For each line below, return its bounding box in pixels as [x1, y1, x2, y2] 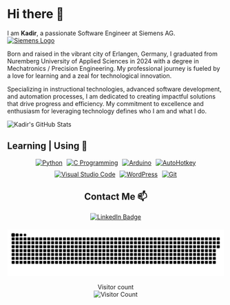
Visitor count [97, 283, 134, 291]
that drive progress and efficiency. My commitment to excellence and [7, 99, 205, 107]
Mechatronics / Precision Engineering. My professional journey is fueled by [7, 64, 220, 72]
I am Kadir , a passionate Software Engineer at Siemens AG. [7, 29, 176, 37]
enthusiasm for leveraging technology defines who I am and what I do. [7, 107, 207, 115]
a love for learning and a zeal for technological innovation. [7, 72, 172, 80]
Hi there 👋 [7, 6, 64, 22]
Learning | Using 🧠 [7, 140, 88, 152]
